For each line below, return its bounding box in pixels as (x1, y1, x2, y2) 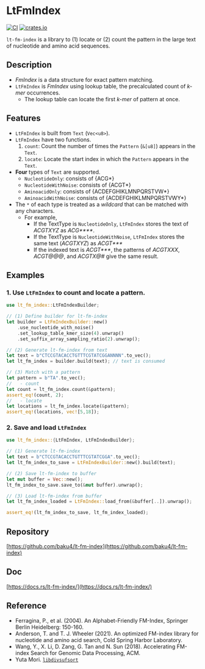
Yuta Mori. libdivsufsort (15, 656, 79, 663)
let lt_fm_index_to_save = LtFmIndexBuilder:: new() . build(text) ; (6, 460, 176, 466)
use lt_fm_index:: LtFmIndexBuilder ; (6, 302, 99, 309)
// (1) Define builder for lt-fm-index (6, 313, 108, 320)
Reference (6, 601, 47, 611)
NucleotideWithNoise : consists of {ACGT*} (24, 181, 131, 188)
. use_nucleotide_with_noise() (17, 324, 95, 331)
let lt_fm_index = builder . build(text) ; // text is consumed (6, 358, 165, 365)
